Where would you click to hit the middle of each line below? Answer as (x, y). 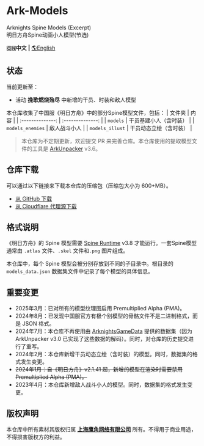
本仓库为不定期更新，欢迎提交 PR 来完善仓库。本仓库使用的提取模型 (107, 141)
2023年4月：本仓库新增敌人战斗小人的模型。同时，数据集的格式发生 (101, 385)
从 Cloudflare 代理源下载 (46, 206)
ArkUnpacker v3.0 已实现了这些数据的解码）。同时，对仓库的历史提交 (102, 339)
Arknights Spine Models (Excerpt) (49, 27)
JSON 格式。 (38, 324)
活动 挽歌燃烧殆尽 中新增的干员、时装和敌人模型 (75, 100)
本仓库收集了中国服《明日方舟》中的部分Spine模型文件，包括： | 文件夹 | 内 (101, 112)
